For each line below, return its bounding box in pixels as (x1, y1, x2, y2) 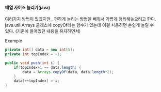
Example (5, 38, 23, 44)
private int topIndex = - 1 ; (5, 52, 62, 57)
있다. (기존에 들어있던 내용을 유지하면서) (5, 28, 81, 34)
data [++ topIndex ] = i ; (14, 78, 60, 83)
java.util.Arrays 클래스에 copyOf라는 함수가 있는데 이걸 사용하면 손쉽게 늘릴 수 (5, 22, 154, 28)
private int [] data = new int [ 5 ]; (5, 47, 75, 52)
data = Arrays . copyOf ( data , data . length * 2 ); (22, 69, 114, 75)
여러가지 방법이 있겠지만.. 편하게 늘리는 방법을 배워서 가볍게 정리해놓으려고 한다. (5, 16, 157, 22)
